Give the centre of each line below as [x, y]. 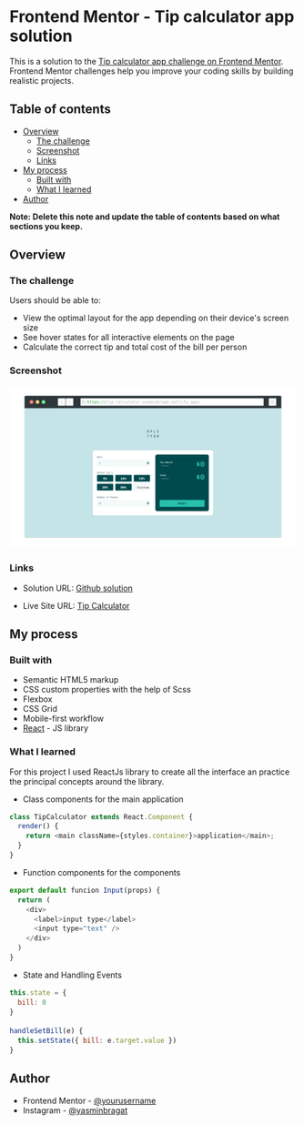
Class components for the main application [103, 799]
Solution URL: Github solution [78, 588]
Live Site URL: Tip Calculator [76, 605]
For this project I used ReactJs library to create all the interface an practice [150, 772]
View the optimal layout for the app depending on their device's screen [156, 318]
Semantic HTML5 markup [71, 680]
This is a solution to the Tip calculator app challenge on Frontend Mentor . [147, 61]
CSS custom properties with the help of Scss [106, 690]
